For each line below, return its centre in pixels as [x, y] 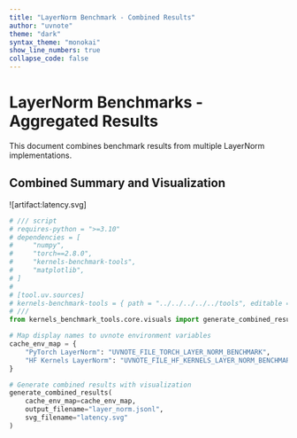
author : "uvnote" [41, 26]
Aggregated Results [84, 121]
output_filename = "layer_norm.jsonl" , [95, 410]
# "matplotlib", [47, 270]
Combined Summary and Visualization [117, 183]
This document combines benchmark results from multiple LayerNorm [137, 145]
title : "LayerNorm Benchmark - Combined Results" [103, 17]
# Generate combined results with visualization [100, 385]
